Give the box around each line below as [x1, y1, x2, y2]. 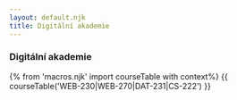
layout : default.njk [9, 12, 87, 22]
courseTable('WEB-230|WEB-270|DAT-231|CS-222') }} [9, 80, 212, 91]
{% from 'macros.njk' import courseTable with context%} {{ [9, 71, 228, 81]
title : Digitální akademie [9, 21, 110, 30]
